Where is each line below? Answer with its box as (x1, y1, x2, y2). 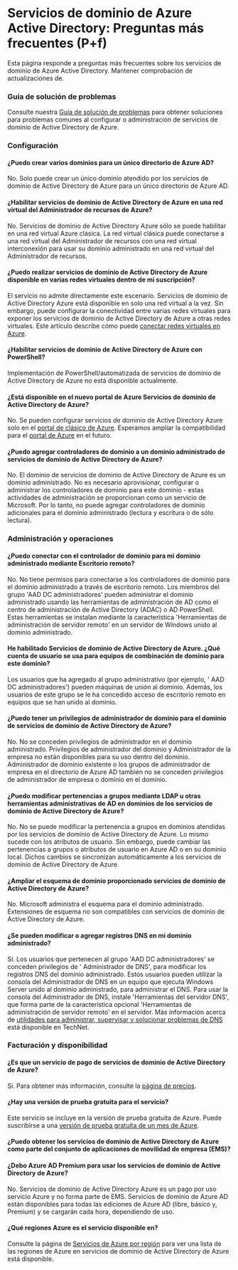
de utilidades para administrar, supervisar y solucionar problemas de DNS (7, 1015, 223, 1024)
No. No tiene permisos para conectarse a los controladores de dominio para (7, 575, 230, 583)
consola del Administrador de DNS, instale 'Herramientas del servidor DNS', (7, 993, 229, 1001)
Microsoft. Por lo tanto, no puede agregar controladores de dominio (7, 501, 205, 509)
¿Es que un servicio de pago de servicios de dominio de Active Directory (7, 1058, 226, 1067)
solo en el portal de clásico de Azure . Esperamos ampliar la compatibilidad (7, 423, 226, 432)
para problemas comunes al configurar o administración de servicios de (7, 115, 218, 124)
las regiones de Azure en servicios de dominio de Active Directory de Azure (7, 1247, 229, 1255)
